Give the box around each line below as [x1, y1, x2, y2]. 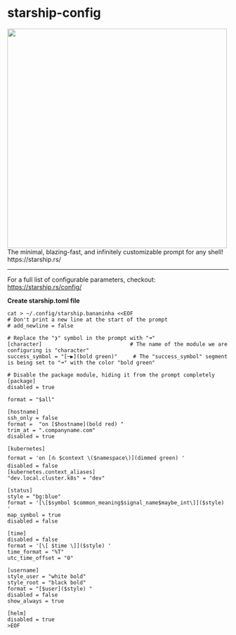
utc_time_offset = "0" [7, 554, 74, 561]
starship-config [7, 5, 101, 21]
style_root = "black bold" [7, 579, 86, 586]
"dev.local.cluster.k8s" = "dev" [7, 474, 105, 482]
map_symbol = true [7, 511, 61, 518]
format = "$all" [7, 395, 55, 403]
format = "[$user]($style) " [7, 585, 93, 592]
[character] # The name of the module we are [7, 341, 228, 348]
